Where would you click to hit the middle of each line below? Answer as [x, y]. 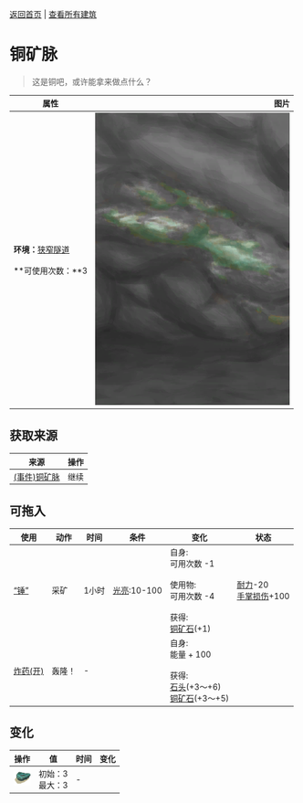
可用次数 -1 [193, 563]
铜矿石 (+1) [191, 629]
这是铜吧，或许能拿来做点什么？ [92, 81]
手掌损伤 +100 [263, 596]
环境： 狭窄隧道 [42, 249]
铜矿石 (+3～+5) [200, 699]
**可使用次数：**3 [51, 270]
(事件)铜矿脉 [37, 476]
